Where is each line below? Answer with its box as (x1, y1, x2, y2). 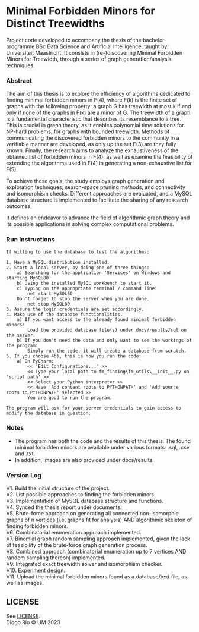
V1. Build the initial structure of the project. (6, 485, 110, 492)
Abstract (6, 76, 33, 84)
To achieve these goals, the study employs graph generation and (6, 177, 165, 185)
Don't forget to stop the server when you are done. (17, 295, 150, 301)
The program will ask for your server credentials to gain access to (6, 405, 182, 411)
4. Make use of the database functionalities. (6, 311, 123, 317)
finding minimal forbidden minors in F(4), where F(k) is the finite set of (6, 96, 178, 103)
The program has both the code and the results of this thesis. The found (14, 437, 191, 444)
